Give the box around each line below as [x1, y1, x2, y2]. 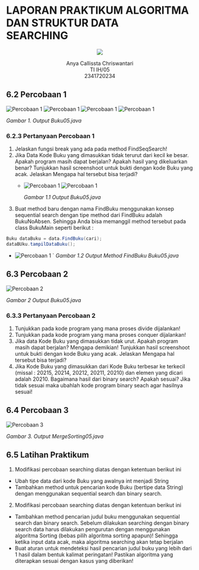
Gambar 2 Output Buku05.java [6, 296, 81, 303]
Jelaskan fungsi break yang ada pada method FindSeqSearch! [14, 145, 168, 152]
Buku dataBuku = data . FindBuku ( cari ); [6, 236, 102, 242]
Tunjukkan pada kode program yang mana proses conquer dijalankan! [14, 331, 186, 338]
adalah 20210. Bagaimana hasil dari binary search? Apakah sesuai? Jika [14, 375, 191, 383]
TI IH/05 [90, 66, 110, 73]
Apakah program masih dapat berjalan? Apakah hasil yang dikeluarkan [14, 158, 188, 165]
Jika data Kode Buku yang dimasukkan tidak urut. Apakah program [14, 337, 178, 344]
